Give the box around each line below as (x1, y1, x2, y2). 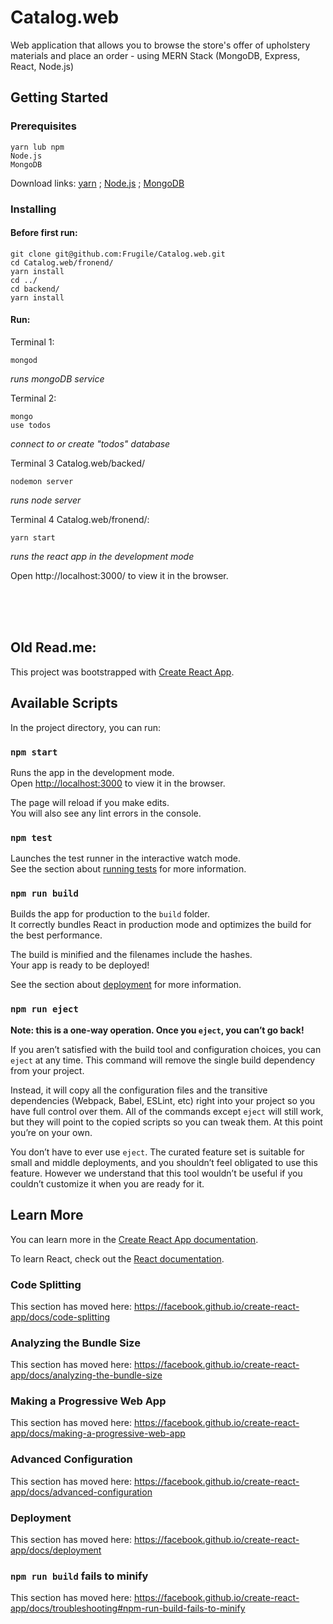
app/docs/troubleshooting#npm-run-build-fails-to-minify (10, 1602, 246, 1615)
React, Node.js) (10, 60, 75, 72)
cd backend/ (10, 284, 60, 294)
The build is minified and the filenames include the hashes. (10, 949, 253, 961)
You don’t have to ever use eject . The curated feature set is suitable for (10, 1146, 305, 1158)
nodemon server (10, 476, 74, 486)
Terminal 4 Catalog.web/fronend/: (10, 513, 150, 525)
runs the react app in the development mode (10, 550, 195, 562)
